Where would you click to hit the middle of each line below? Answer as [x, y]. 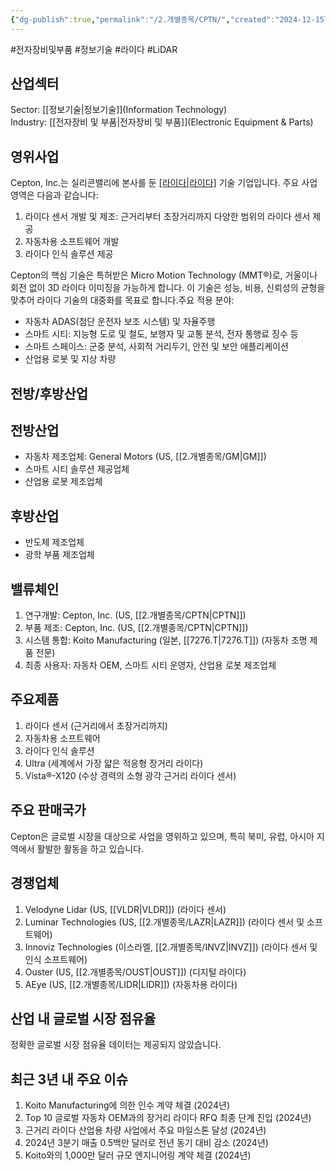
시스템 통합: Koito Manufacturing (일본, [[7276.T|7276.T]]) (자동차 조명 [166, 640]
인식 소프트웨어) [56, 959]
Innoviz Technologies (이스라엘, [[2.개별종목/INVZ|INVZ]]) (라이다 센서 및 [171, 947]
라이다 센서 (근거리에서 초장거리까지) [96, 725]
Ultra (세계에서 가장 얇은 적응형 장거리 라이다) [114, 763]
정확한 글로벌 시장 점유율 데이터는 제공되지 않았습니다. [116, 1045]
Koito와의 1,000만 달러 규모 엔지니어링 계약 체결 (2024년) [138, 1155]
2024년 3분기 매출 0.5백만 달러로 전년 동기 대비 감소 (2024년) [146, 1143]
